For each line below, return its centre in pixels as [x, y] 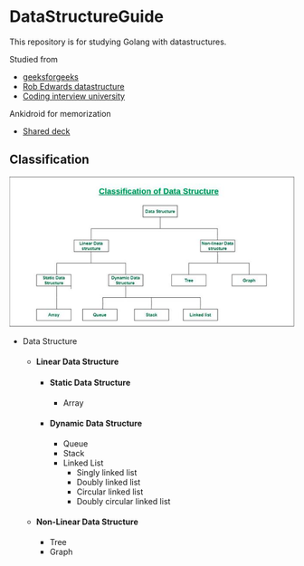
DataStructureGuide [87, 17]
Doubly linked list [109, 482]
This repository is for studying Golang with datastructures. [118, 42]
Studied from [34, 59]
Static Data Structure [90, 382]
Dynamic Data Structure [96, 424]
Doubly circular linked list [123, 501]
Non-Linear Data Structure [87, 522]
